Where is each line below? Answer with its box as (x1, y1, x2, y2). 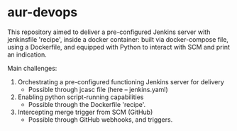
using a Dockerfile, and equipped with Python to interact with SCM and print (7, 42, 231, 51)
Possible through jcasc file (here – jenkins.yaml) (28, 85, 168, 93)
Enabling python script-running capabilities (17, 93, 144, 101)
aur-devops (7, 4, 78, 21)
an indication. (7, 50, 48, 59)
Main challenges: (7, 64, 57, 72)
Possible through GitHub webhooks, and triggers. (28, 115, 173, 124)
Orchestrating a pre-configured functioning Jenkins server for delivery (17, 77, 225, 86)
